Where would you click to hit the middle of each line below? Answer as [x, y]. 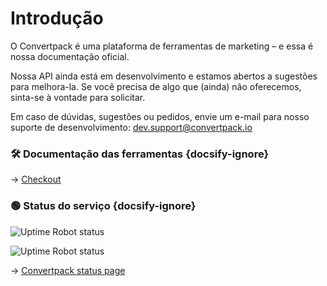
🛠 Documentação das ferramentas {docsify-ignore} [140, 154]
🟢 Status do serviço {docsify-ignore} [103, 206]
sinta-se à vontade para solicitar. [78, 97]
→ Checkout [36, 179]
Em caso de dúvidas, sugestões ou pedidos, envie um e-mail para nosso [160, 116]
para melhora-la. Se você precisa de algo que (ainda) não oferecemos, [156, 86]
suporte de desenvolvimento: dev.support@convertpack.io [131, 127]
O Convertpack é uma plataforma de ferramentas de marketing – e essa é [162, 46]
